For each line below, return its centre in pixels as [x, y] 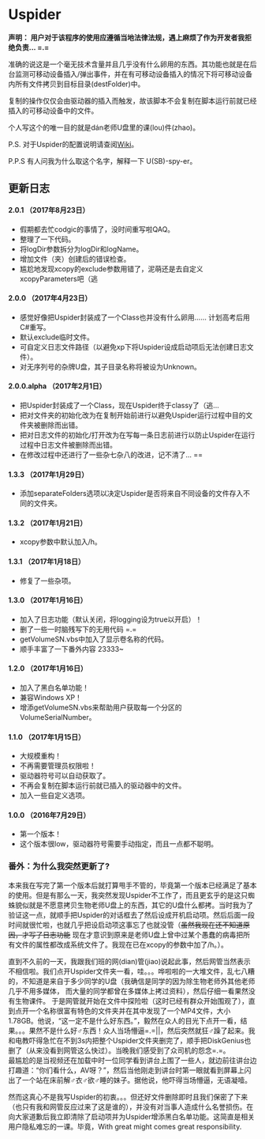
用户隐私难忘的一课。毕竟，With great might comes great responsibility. [125, 1126]
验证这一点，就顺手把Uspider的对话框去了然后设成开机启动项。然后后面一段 [131, 914]
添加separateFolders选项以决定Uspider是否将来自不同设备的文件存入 [131, 494]
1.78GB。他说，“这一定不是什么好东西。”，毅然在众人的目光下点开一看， [124, 1020]
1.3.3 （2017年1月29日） [49, 474]
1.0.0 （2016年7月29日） [49, 815]
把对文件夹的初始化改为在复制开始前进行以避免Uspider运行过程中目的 [132, 415]
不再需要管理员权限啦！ [58, 766]
